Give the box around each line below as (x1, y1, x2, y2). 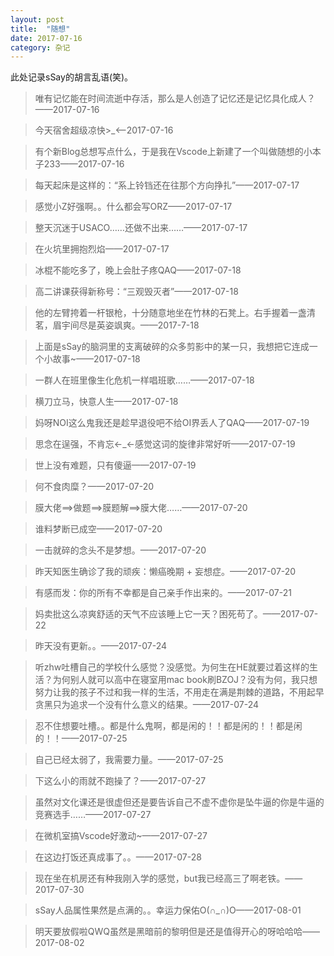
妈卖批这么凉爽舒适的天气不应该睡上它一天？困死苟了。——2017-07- (34, 608, 319, 620)
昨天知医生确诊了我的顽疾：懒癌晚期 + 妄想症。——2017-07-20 (34, 566, 297, 578)
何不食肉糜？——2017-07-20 (34, 481, 155, 493)
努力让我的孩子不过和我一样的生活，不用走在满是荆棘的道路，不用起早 (34, 686, 325, 698)
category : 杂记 (10, 42, 71, 53)
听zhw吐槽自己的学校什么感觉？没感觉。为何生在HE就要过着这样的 (34, 661, 310, 673)
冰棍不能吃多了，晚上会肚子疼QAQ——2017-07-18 (34, 264, 242, 276)
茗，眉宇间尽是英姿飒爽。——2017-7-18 (34, 319, 200, 331)
